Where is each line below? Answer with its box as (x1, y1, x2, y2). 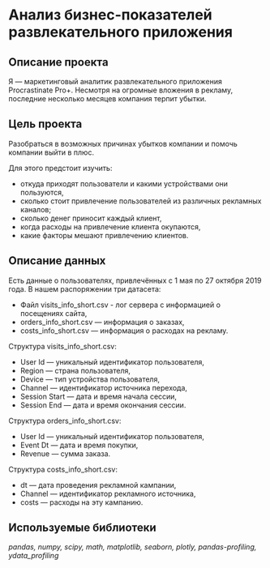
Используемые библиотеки (8, 521, 156, 535)
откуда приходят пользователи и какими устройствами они (19, 178, 229, 188)
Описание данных (8, 254, 106, 268)
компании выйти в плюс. (8, 147, 95, 157)
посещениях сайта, (19, 308, 88, 318)
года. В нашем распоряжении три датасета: (8, 284, 161, 293)
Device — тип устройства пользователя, (19, 374, 161, 384)
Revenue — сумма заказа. (19, 448, 111, 459)
